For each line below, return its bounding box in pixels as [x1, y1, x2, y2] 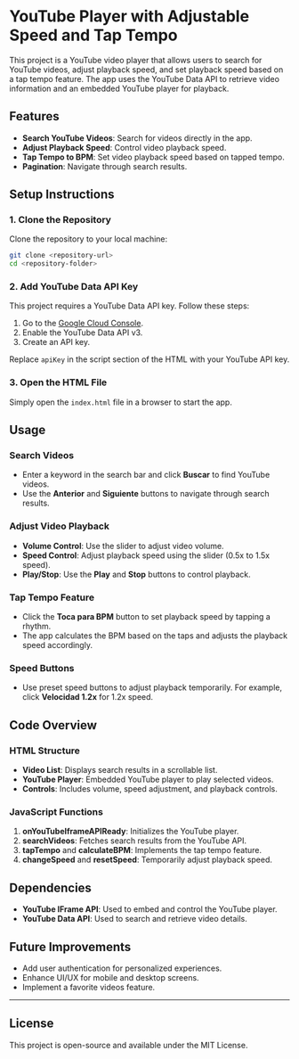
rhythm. [21, 621, 52, 632]
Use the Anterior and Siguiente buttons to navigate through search [21, 488, 270, 499]
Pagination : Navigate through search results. [21, 160, 188, 171]
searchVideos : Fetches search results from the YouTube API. [21, 835, 247, 846]
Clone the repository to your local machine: [9, 234, 168, 244]
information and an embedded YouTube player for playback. [9, 83, 230, 94]
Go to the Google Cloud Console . [21, 318, 144, 329]
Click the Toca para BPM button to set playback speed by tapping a [21, 612, 271, 622]
